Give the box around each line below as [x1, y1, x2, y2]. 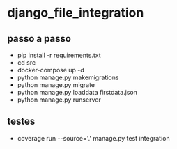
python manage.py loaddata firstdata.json [17, 88, 138, 96]
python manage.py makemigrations [17, 73, 119, 81]
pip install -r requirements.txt [17, 51, 101, 59]
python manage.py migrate [17, 81, 95, 88]
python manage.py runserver [17, 95, 101, 104]
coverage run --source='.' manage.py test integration [17, 134, 170, 142]
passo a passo [7, 33, 72, 45]
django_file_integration [7, 5, 144, 21]
